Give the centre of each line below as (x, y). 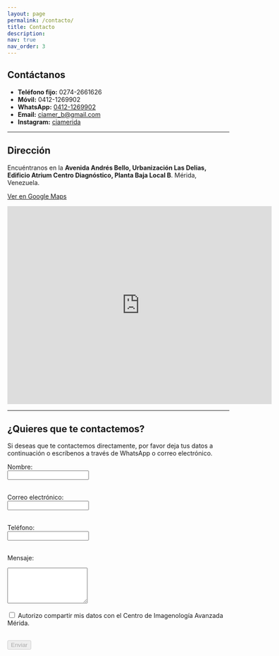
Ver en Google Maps (37, 196)
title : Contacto (31, 27)
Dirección (29, 151)
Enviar (19, 645)
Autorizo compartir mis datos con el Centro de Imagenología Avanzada (120, 616)
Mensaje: (20, 558)
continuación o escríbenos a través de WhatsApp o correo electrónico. (110, 453)
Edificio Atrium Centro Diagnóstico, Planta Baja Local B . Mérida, (102, 175)
